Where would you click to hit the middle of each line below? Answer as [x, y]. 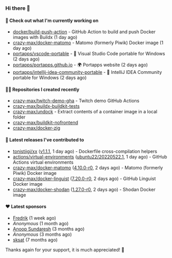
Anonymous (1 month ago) [41, 223]
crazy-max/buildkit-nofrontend [45, 123]
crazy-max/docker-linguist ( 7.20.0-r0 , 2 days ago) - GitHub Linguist [84, 178]
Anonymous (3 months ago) [42, 234]
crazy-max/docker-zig [36, 128]
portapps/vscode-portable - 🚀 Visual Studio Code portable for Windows [89, 54]
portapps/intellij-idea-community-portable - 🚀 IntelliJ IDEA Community [87, 72]
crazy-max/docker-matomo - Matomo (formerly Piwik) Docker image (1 [88, 43]
